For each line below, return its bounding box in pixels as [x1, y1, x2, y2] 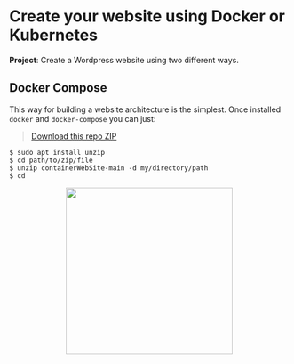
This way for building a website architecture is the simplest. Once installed [9, 104, 282, 115]
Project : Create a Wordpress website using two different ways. [9, 54, 240, 65]
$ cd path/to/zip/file [9, 156, 93, 165]
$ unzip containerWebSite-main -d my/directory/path [9, 163, 209, 173]
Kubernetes [9, 25, 99, 45]
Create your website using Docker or [9, 6, 286, 27]
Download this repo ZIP [30, 131, 117, 142]
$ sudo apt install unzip [9, 148, 105, 157]
